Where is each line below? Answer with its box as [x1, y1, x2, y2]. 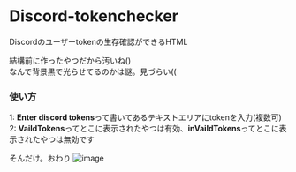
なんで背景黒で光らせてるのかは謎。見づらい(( [9, 66, 177, 77]
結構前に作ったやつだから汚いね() [9, 55, 132, 65]
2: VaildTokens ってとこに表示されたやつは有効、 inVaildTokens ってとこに [9, 123, 280, 134]
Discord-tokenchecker [9, 6, 179, 26]
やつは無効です [39, 134, 95, 145]
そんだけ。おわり [9, 153, 72, 164]
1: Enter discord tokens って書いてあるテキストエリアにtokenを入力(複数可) [9, 112, 283, 123]
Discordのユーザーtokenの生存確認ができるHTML [9, 36, 188, 47]
